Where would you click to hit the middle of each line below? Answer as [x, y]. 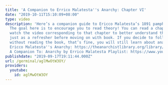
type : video [17, 19]
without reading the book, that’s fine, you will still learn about [82, 42]
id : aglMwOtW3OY [31, 75]
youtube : [19, 70]
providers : [16, 65]
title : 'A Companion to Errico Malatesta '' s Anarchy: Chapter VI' [76, 10]
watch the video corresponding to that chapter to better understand [83, 33]
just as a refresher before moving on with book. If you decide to [81, 38]
